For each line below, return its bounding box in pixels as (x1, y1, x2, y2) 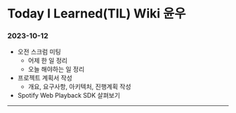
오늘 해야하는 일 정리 (27, 65, 85, 73)
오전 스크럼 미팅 (17, 47, 61, 56)
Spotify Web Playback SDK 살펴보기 (17, 91, 121, 100)
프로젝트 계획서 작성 (17, 74, 72, 82)
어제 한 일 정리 (27, 56, 68, 65)
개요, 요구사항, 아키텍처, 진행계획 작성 (27, 82, 131, 91)
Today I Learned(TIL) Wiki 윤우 (7, 6, 186, 22)
